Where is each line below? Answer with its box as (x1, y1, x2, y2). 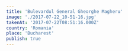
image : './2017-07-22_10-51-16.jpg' (6, 14, 97, 20)
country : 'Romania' (6, 25, 55, 31)
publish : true (6, 36, 41, 42)
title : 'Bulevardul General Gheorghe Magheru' (6, 8, 123, 15)
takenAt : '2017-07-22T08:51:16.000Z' (6, 19, 100, 25)
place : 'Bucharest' (6, 30, 55, 36)
